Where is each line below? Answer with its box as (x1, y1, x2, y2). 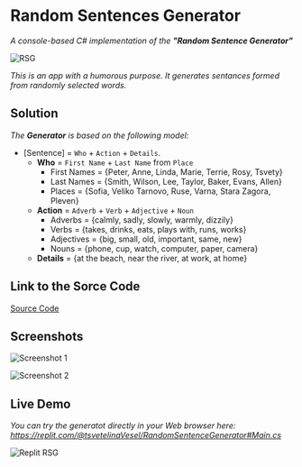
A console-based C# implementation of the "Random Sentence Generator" (10, 35, 294, 46)
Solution (10, 105, 59, 122)
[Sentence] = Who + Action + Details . (23, 147, 161, 158)
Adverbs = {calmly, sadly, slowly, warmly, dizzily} (50, 214, 233, 225)
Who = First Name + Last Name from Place (36, 157, 194, 168)
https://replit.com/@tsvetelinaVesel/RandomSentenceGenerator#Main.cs (10, 430, 282, 441)
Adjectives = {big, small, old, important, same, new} (50, 233, 243, 244)
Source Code (10, 303, 59, 314)
